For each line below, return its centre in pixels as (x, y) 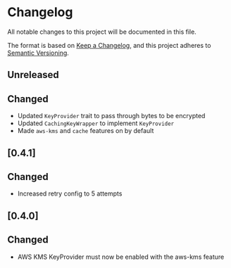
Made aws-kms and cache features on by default (86, 131)
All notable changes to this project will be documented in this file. (102, 32)
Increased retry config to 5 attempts (70, 193)
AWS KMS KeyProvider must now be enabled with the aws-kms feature (121, 257)
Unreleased (33, 75)
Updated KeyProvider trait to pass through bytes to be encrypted (111, 116)
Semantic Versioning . (38, 53)
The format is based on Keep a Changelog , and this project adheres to (109, 45)
